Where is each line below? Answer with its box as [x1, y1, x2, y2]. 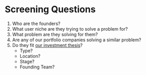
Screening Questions [5, 4, 96, 15]
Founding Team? [19, 64, 55, 70]
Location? [19, 53, 41, 59]
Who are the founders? [12, 20, 61, 27]
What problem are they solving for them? [12, 31, 98, 37]
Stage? [19, 58, 35, 64]
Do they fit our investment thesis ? [12, 42, 83, 48]
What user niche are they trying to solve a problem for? [12, 26, 128, 32]
